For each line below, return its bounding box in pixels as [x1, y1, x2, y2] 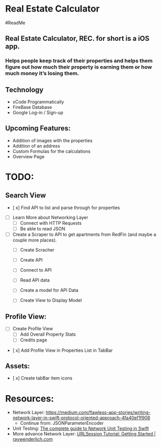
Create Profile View [12, 326, 53, 332]
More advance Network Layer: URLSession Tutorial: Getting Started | [12, 431, 156, 437]
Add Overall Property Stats [20, 331, 76, 338]
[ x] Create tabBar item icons [12, 375, 73, 381]
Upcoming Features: [5, 124, 71, 133]
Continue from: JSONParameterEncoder [20, 420, 104, 426]
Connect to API [20, 267, 52, 273]
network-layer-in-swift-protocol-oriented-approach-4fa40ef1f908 [12, 415, 150, 421]
